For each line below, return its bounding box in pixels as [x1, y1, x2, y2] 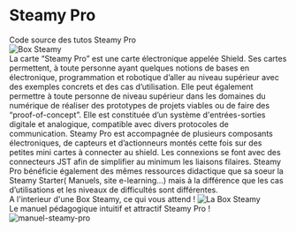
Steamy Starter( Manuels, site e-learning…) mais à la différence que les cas [9, 175, 285, 185]
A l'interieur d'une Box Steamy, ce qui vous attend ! [9, 193, 196, 204]
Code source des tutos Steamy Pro [9, 34, 137, 45]
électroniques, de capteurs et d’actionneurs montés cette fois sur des [9, 138, 262, 148]
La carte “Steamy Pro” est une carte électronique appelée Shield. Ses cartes [9, 53, 287, 64]
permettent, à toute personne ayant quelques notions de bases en [9, 63, 250, 73]
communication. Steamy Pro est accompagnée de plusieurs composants [9, 128, 274, 138]
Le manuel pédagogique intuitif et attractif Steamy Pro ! [9, 203, 210, 213]
